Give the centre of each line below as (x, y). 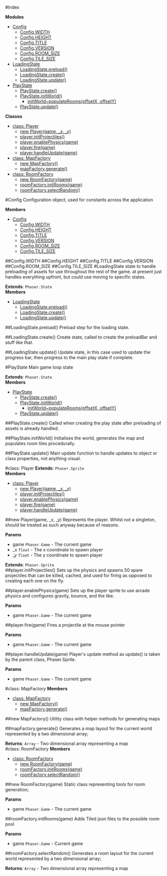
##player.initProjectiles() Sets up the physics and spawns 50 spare (74, 570)
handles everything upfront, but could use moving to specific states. (75, 277)
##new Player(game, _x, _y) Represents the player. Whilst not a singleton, (80, 520)
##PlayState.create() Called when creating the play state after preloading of (83, 423)
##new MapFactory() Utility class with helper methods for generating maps (82, 719)
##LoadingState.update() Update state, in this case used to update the (78, 352)
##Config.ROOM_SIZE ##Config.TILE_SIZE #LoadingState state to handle (80, 266)
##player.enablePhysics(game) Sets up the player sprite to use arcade (77, 591)
